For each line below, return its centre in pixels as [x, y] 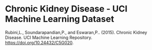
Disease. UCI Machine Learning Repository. [49, 37]
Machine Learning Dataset [60, 19]
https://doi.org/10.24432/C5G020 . [39, 42]
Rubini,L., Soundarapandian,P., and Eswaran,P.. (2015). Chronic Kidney [76, 32]
